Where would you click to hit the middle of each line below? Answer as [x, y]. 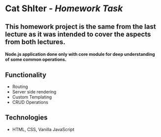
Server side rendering [34, 91]
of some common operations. [36, 60]
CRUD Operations [30, 102]
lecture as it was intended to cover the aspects [78, 34]
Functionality [26, 75]
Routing [20, 87]
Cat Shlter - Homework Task [64, 9]
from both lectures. [35, 42]
